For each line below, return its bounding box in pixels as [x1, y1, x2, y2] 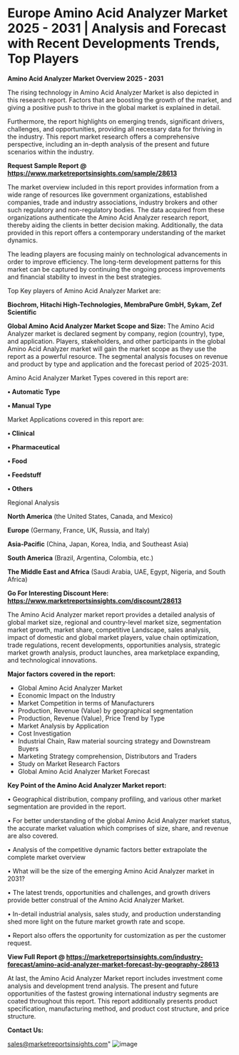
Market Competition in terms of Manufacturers [17, 698, 155, 707]
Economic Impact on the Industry [17, 691, 116, 700]
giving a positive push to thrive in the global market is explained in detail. [7, 103, 221, 112]
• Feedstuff [7, 470, 41, 479]
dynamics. [7, 236, 38, 244]
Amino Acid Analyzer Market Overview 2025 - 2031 [7, 74, 164, 83]
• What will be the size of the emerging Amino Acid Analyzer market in [7, 866, 215, 875]
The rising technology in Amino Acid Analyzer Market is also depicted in [7, 88, 219, 96]
